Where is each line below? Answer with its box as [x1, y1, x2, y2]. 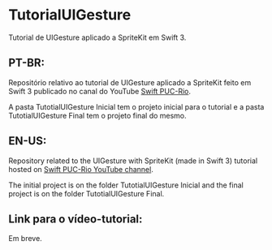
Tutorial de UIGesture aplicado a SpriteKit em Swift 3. [8, 32, 187, 42]
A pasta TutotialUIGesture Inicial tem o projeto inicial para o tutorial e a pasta [8, 101, 265, 111]
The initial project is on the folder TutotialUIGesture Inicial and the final [8, 180, 244, 190]
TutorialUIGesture [8, 6, 132, 24]
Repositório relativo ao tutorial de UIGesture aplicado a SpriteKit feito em [8, 77, 252, 87]
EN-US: [8, 134, 47, 148]
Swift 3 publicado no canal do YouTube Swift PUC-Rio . [8, 86, 191, 96]
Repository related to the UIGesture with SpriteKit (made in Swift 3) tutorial [8, 156, 258, 166]
